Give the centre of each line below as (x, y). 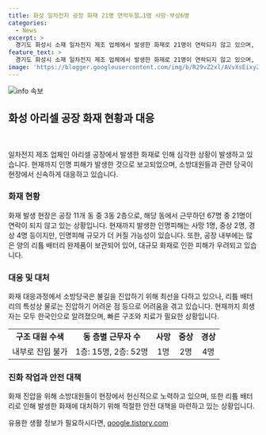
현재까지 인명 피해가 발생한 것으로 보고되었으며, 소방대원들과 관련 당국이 (142, 164)
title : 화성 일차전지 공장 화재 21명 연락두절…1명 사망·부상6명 (99, 15)
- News (26, 30)
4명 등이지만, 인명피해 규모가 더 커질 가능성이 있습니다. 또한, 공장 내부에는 (130, 235)
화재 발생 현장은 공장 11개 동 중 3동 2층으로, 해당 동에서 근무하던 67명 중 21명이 (130, 215)
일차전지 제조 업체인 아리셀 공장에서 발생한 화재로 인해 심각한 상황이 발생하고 (127, 154)
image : (19, 67)
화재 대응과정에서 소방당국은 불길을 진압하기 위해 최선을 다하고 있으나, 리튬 (123, 296)
